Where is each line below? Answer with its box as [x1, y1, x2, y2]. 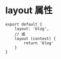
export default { [5, 21, 43, 27]
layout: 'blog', [14, 26, 50, 31]
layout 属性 [5, 5, 53, 16]
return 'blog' [24, 40, 54, 46]
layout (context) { [14, 36, 56, 41]
